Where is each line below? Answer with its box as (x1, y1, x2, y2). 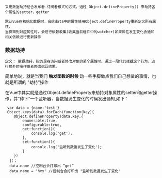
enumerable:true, (22, 118, 57, 123)
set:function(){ (22, 140, 55, 144)
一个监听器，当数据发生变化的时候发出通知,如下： (30, 96, 130, 102)
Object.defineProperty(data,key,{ (14, 114, 83, 119)
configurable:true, (22, 123, 62, 127)
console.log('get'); (31, 131, 73, 136)
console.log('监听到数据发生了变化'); (31, 145, 102, 150)
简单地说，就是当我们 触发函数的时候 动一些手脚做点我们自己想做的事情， (5, 73, 152, 79)
